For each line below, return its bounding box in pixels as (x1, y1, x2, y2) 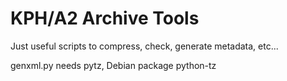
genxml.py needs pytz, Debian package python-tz (10, 59, 217, 71)
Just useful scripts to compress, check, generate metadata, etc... (10, 40, 279, 52)
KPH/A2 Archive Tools (10, 7, 200, 30)
